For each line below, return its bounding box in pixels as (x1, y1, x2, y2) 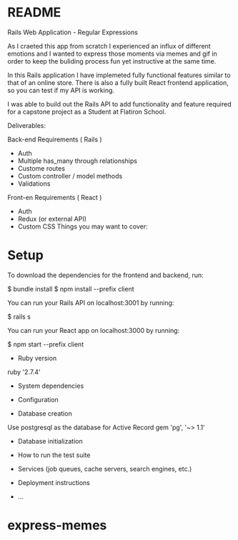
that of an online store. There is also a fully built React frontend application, (7, 78, 229, 86)
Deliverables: (7, 121, 46, 129)
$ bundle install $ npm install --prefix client (7, 284, 134, 293)
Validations (17, 179, 51, 188)
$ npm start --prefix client (7, 340, 84, 349)
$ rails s (7, 312, 31, 321)
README (7, 4, 61, 21)
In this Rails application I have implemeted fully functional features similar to (7, 71, 231, 79)
